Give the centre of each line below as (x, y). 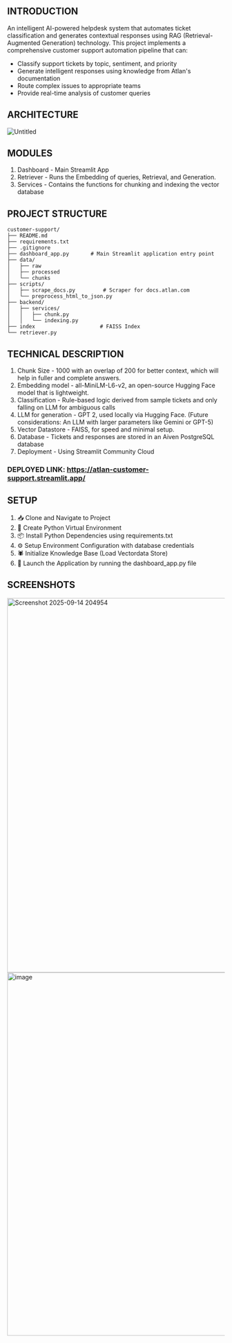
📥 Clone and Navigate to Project (64, 517)
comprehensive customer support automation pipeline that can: (98, 50)
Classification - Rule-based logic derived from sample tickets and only (117, 400)
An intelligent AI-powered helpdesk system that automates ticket (99, 28)
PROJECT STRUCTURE (57, 214)
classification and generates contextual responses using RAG (94, 35)
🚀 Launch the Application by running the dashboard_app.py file (107, 563)
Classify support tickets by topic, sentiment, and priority (97, 63)
